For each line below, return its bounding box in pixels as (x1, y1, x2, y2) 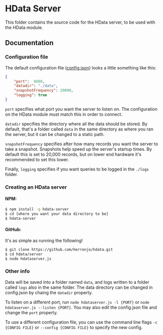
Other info (5, 268, 30, 275)
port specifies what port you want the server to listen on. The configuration (5, 106, 158, 112)
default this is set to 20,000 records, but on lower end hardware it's (5, 151, 141, 157)
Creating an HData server (5, 183, 67, 190)
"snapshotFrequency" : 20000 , (14, 88, 74, 93)
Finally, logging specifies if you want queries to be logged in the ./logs (5, 166, 149, 172)
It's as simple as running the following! (5, 237, 83, 243)
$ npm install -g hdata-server (5, 207, 69, 212)
